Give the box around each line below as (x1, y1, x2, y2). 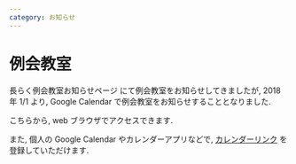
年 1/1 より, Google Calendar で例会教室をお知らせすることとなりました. (9, 96, 272, 106)
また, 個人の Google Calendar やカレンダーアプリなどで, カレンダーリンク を (9, 134, 288, 144)
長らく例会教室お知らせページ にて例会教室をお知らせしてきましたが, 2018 (9, 85, 281, 96)
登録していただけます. (9, 144, 90, 155)
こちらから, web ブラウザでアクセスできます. (9, 114, 174, 125)
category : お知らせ (9, 12, 75, 22)
